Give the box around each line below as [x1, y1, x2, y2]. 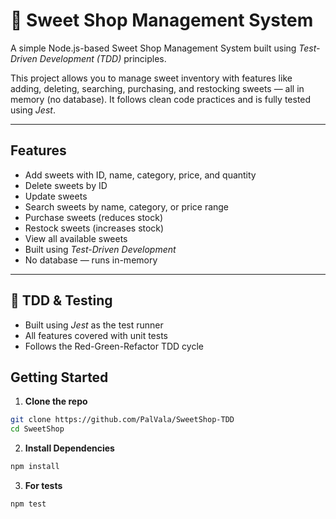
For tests [24, 480, 63, 491]
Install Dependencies [24, 442, 115, 454]
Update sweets [24, 190, 88, 202]
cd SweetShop [10, 424, 65, 434]
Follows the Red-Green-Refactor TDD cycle [24, 340, 204, 352]
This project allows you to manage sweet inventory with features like [10, 72, 293, 84]
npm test [10, 499, 47, 509]
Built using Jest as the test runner [24, 319, 164, 331]
